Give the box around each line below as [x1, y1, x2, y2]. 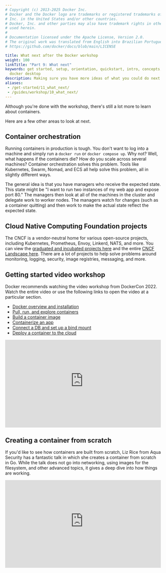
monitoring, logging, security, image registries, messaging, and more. [5, 256, 147, 262]
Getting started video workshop [5, 270, 105, 279]
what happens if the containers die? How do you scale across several [5, 156, 147, 162]
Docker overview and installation [12, 304, 79, 309]
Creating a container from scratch [5, 436, 112, 444]
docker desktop [9, 71, 41, 77]
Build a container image [12, 314, 61, 320]
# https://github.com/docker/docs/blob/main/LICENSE [5, 44, 116, 49]
